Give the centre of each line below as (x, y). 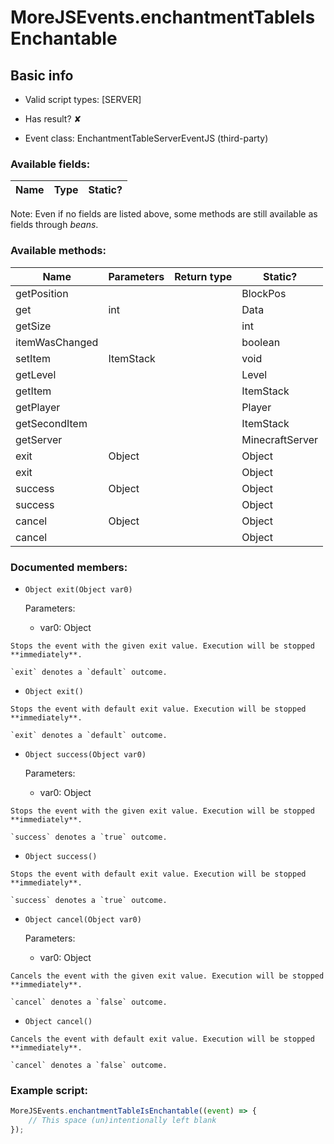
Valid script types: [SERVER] (83, 99)
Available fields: (50, 164)
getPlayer (38, 407)
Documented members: (69, 567)
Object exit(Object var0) (78, 589)
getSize (33, 326)
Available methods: (58, 251)
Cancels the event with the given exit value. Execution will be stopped (167, 976)
